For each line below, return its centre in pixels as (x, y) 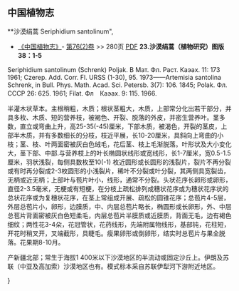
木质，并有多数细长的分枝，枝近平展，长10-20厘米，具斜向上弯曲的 (118, 135)
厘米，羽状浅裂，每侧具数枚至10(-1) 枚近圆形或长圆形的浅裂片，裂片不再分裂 (119, 162)
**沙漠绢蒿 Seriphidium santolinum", (60, 31)
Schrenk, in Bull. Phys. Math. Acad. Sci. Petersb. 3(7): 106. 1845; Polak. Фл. (117, 85)
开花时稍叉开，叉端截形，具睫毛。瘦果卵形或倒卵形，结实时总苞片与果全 (113, 233)
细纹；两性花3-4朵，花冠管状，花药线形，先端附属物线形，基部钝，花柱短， (119, 224)
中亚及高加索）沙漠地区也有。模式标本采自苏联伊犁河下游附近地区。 (119, 266)
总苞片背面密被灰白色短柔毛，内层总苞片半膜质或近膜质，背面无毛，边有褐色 (119, 215)
